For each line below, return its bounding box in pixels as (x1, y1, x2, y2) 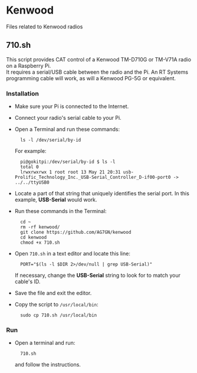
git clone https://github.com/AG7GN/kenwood (20, 230, 132, 235)
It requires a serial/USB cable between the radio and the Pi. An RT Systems (6, 68, 189, 76)
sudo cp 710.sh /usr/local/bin (20, 312, 97, 319)
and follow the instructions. (14, 361, 81, 368)
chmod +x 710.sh (20, 240, 60, 246)
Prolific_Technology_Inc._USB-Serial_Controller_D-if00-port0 (14, 175, 171, 181)
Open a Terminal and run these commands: (14, 126, 120, 133)
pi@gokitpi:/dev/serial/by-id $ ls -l (20, 159, 116, 165)
